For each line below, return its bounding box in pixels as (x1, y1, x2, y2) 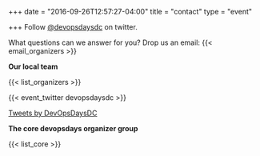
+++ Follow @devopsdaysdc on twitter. (8, 22, 138, 31)
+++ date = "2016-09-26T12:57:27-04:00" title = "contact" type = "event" (8, 7, 253, 16)
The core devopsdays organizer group (8, 124, 138, 133)
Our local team (8, 62, 58, 71)
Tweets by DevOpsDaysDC (8, 108, 98, 118)
